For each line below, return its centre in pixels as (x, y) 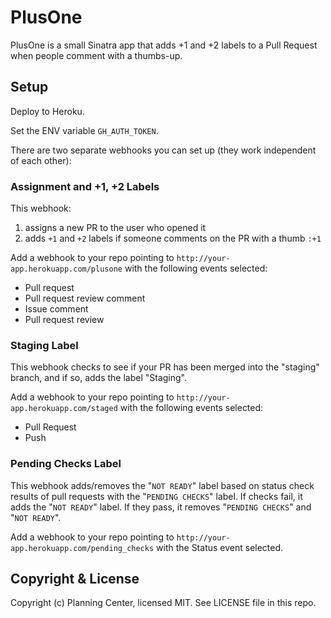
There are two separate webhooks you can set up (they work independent (163, 150)
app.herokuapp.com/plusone (66, 269)
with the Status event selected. (220, 547)
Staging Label (44, 345)
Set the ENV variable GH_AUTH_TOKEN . (84, 130)
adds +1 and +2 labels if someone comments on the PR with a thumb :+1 (173, 238)
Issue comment (56, 309)
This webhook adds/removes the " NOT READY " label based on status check (162, 485)
